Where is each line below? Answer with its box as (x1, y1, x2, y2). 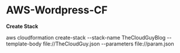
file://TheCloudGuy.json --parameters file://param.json (43, 40, 175, 47)
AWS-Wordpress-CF (6, 3, 108, 17)
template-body (6, 40, 42, 47)
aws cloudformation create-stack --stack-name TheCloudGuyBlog (6, 34, 166, 41)
